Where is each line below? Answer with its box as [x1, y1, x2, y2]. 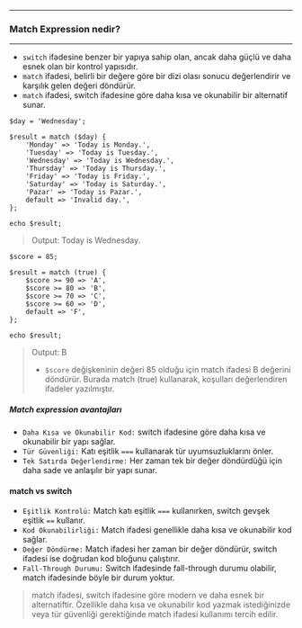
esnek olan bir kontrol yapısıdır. [22, 61, 138, 72]
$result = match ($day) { [9, 132, 106, 142]
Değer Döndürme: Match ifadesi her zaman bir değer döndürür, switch [22, 543, 278, 554]
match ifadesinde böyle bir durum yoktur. [22, 572, 175, 583]
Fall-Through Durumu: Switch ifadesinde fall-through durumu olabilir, [22, 563, 277, 574]
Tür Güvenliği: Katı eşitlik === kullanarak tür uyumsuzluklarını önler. [22, 446, 274, 457]
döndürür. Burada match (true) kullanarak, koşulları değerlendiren [44, 374, 288, 385]
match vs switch [9, 485, 73, 496]
